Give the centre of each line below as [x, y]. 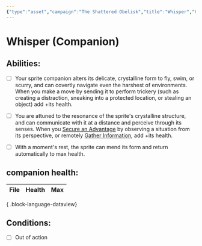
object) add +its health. [44, 104]
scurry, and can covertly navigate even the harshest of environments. [101, 85]
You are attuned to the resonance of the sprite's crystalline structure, [100, 115]
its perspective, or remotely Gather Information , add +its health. [94, 135]
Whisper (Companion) [63, 41]
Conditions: [29, 223]
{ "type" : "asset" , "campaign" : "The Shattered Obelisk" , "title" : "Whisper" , [99, 12]
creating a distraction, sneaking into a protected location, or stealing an [103, 97]
